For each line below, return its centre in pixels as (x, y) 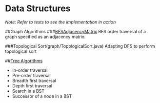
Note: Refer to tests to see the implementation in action (60, 22)
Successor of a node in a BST (42, 96)
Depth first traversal (32, 85)
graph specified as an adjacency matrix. (45, 37)
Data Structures (38, 9)
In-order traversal (30, 70)
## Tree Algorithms (24, 61)
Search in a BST (28, 91)
